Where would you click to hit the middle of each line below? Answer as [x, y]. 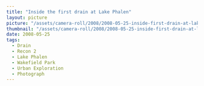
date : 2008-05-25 [28, 35]
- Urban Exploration [38, 68]
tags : [13, 40]
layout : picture [27, 18]
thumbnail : [20, 29]
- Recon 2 [24, 51]
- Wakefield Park [34, 62]
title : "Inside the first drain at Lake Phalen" [69, 12]
